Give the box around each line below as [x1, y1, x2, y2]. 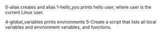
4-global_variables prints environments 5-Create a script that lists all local [5, 19, 157, 25]
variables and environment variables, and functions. [5, 24, 112, 30]
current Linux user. [5, 9, 44, 15]
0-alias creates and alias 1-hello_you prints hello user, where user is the [5, 4, 152, 10]
